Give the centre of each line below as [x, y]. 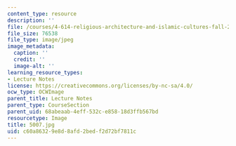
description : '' [31, 20]
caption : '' [31, 53]
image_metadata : [31, 46]
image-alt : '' [34, 66]
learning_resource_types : [45, 72]
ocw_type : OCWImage [36, 92]
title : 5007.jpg [31, 125]
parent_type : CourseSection [48, 105]
